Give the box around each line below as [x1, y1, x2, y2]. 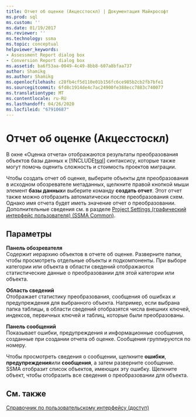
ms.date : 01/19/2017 [6, 25, 57, 31]
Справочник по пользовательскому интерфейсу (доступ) [6, 404, 149, 411]
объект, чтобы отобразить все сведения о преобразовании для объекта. [6, 372, 188, 379]
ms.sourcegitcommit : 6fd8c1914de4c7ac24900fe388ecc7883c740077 [6, 85, 164, 91]
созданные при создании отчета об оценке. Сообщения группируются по [6, 336, 191, 343]
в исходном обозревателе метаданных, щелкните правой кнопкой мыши [6, 181, 189, 188]
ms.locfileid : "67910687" [6, 106, 69, 112]
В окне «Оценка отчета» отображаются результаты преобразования [6, 151, 178, 158]
